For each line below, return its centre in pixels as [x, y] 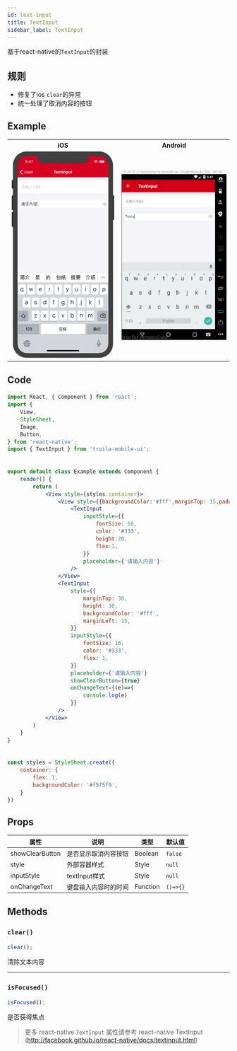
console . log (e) [105, 696]
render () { [36, 479]
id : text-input [30, 15]
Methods [28, 911]
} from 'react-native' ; [42, 442]
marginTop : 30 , [105, 598]
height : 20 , [112, 539]
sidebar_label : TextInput [45, 30]
